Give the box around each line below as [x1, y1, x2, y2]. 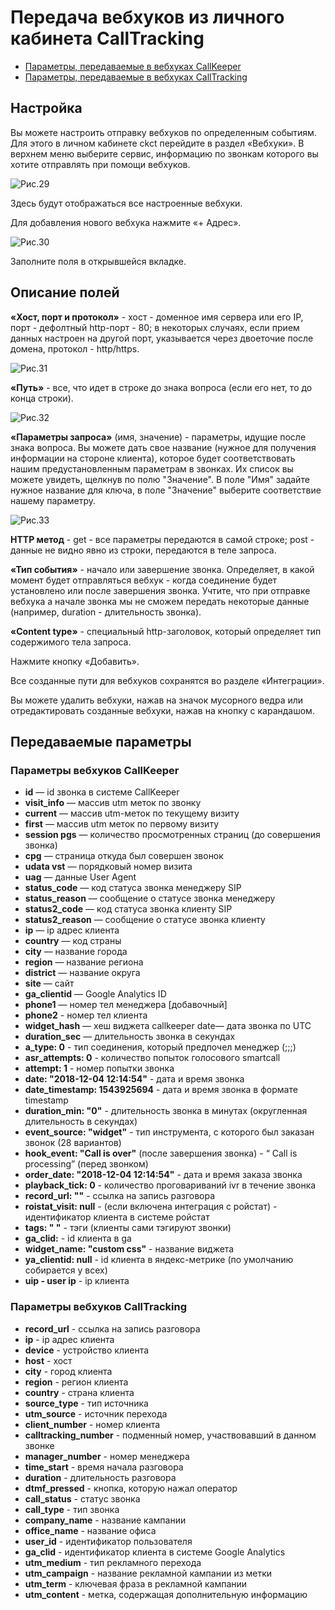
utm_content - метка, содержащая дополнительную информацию [24, 1588, 308, 1600]
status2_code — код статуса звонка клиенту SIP [24, 903, 233, 915]
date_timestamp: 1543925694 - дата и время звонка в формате [24, 1084, 298, 1096]
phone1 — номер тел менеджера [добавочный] [24, 999, 228, 1011]
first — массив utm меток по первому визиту [24, 818, 220, 830]
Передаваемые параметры [10, 733, 192, 750]
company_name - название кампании [24, 1514, 187, 1526]
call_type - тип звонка [24, 1503, 120, 1515]
